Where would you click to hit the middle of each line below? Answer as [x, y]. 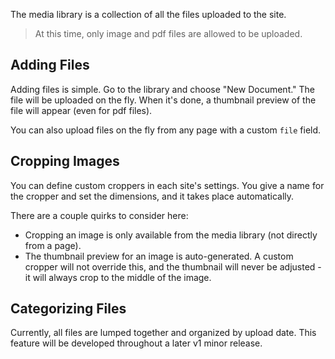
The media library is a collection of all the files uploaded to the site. [148, 14]
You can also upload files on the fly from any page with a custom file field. [166, 130]
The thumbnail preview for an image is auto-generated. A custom [159, 256]
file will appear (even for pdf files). [81, 110]
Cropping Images [65, 161]
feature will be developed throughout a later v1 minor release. [136, 343]
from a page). [53, 245]
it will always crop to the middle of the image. [118, 277]
